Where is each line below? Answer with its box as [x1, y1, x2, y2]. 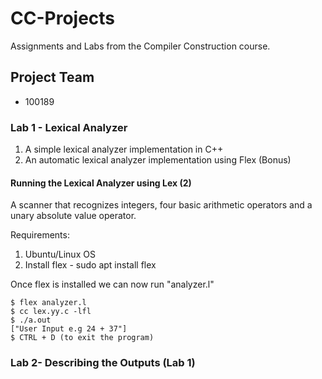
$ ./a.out [10, 315, 52, 326]
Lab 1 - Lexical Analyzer [10, 120, 128, 134]
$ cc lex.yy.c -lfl [10, 307, 92, 317]
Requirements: [10, 229, 70, 241]
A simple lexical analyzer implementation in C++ [24, 143, 224, 156]
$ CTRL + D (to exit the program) [10, 333, 155, 343]
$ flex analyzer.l [10, 298, 87, 308]
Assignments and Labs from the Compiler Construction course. [10, 40, 271, 52]
